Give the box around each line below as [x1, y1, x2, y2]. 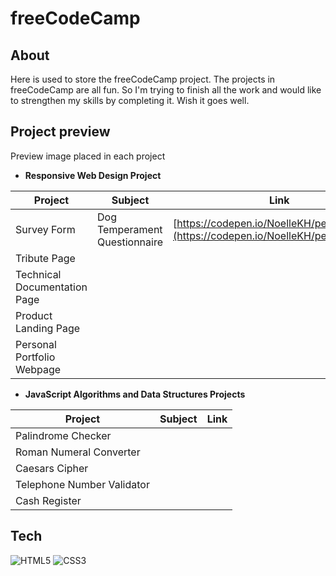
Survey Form [15, 222, 76, 236]
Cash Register [15, 493, 82, 507]
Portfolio [15, 350, 56, 364]
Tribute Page [15, 251, 76, 265]
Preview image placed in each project [10, 150, 166, 162]
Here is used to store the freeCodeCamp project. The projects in [10, 73, 276, 85]
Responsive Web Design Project [24, 169, 162, 181]
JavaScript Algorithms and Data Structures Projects [24, 388, 246, 400]
